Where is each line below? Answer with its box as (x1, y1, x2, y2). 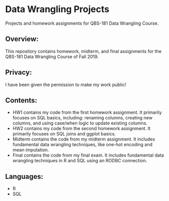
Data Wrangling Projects (5, 4, 109, 15)
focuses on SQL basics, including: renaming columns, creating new (12, 115, 153, 121)
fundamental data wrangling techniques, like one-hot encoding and (12, 142, 153, 148)
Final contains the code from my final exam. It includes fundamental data (12, 152, 164, 158)
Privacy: (5, 68, 32, 77)
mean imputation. (12, 147, 49, 153)
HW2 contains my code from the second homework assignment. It (12, 125, 151, 131)
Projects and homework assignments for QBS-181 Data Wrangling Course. (5, 20, 159, 26)
